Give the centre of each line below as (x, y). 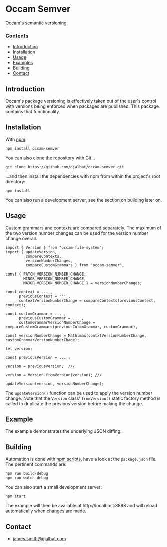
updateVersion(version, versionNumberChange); (55, 384)
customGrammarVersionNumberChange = (57, 322)
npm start (16, 496)
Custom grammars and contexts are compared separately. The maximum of (83, 228)
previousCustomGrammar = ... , (51, 318)
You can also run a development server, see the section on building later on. (84, 200)
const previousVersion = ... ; (38, 357)
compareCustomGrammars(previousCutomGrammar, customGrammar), (71, 327)
